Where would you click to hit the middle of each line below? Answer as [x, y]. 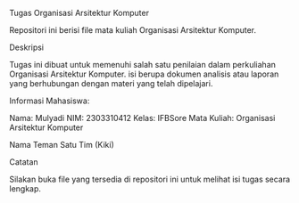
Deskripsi [27, 47]
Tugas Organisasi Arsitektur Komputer [79, 13]
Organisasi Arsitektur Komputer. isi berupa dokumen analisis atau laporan [144, 74]
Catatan [24, 162]
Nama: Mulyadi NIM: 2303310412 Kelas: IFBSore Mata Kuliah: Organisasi [142, 118]
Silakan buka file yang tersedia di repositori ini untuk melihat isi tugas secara [150, 179]
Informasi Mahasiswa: [50, 101]
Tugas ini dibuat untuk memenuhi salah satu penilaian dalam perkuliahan [143, 65]
